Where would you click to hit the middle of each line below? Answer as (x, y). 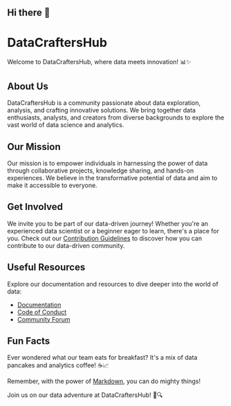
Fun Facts (29, 341)
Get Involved (35, 207)
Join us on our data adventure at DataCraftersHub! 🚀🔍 (85, 395)
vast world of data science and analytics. (66, 125)
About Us (28, 86)
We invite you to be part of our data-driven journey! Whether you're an (108, 223)
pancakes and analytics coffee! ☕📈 (58, 365)
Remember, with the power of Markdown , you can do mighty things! (104, 381)
